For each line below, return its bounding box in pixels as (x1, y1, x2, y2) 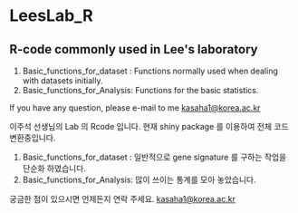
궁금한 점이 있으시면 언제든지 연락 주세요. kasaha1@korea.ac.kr (9, 194, 236, 204)
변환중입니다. (9, 132, 56, 143)
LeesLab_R (9, 5, 93, 26)
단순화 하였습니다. (22, 163, 86, 173)
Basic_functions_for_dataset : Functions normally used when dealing (22, 65, 278, 76)
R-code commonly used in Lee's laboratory (9, 42, 258, 57)
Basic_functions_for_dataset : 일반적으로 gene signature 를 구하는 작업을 (22, 151, 287, 162)
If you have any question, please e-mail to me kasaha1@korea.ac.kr (9, 102, 261, 113)
